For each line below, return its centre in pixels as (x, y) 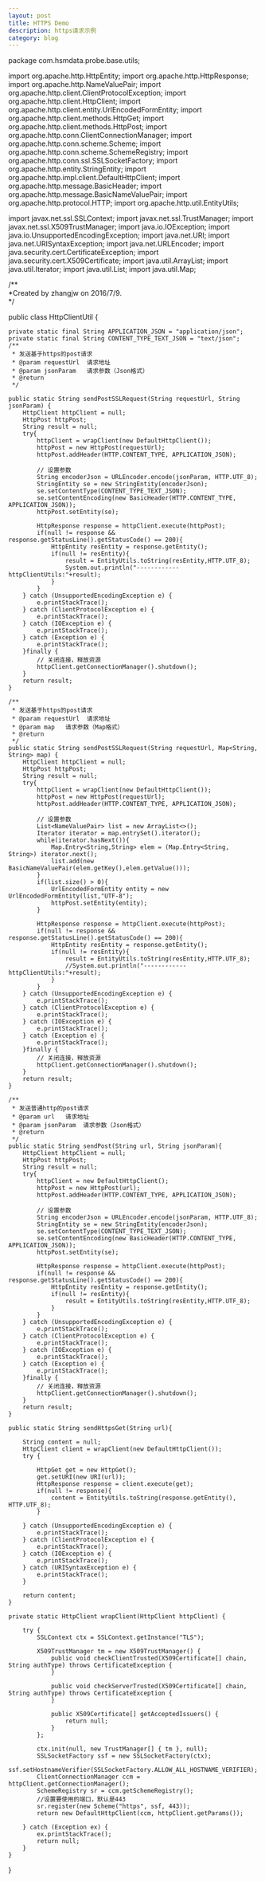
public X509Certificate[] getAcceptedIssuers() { (134, 1715)
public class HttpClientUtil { (53, 317)
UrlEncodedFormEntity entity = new (110, 890)
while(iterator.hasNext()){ (83, 841)
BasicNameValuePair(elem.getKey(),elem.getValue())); (99, 868)
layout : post (30, 16)
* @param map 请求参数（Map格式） (68, 727)
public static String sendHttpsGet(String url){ (90, 1428)
